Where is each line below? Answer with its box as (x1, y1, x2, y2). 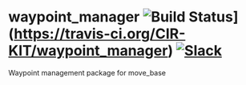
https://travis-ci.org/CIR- (14, 25, 186, 43)
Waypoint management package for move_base (8, 68, 167, 77)
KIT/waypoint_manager (8, 42, 168, 60)
